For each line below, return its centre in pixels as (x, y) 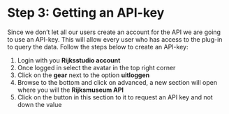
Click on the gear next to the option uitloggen (83, 75)
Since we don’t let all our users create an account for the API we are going (114, 32)
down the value (39, 104)
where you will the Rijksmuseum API (71, 90)
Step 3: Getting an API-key (86, 13)
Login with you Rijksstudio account (69, 60)
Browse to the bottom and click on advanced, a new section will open (117, 82)
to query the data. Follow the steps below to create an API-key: (98, 47)
